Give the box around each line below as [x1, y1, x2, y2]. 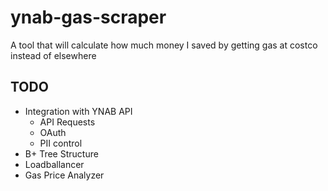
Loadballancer [24, 158, 85, 170]
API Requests [39, 116, 96, 128]
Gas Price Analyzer [24, 169, 105, 181]
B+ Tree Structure [24, 147, 99, 160]
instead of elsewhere [10, 49, 97, 61]
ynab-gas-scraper [10, 6, 167, 29]
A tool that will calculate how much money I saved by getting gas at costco [10, 39, 318, 51]
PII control [39, 137, 83, 149]
